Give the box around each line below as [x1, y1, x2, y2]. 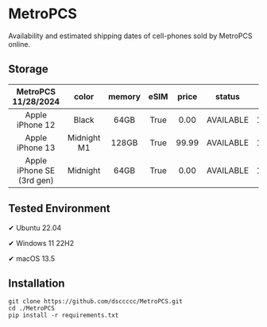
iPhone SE [17, 164, 56, 175]
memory [108, 90, 141, 102]
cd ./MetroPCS [8, 305, 56, 313]
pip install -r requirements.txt [8, 311, 119, 320]
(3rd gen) [17, 175, 54, 186]
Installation [8, 276, 65, 290]
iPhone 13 [17, 142, 56, 153]
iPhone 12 [17, 119, 56, 130]
